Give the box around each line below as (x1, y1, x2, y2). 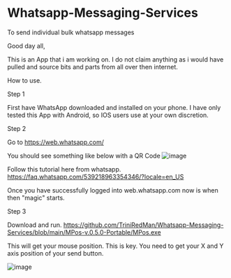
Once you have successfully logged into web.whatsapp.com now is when (7, 186, 218, 194)
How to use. (7, 76, 42, 85)
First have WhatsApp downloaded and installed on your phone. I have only (7, 103, 221, 111)
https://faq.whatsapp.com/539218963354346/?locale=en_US (7, 172, 184, 181)
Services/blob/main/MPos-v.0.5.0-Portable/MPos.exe (7, 228, 162, 236)
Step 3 (7, 207, 27, 215)
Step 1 (7, 90, 25, 98)
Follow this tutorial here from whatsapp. (7, 165, 121, 173)
